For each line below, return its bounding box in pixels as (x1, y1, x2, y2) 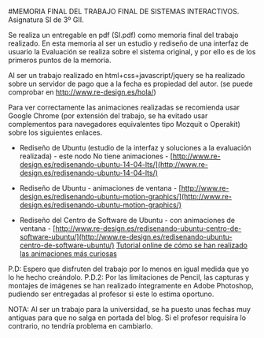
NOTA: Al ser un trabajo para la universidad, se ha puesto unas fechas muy (8, 305, 251, 314)
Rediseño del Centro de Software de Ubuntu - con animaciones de (19, 216, 236, 225)
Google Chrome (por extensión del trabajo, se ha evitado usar (8, 111, 208, 121)
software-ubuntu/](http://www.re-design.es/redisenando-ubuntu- (19, 232, 233, 241)
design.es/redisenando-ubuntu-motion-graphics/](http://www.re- (19, 192, 232, 201)
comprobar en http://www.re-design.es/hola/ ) (8, 87, 157, 97)
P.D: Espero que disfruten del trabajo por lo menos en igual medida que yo (8, 264, 250, 273)
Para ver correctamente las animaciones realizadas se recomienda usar (8, 102, 240, 112)
